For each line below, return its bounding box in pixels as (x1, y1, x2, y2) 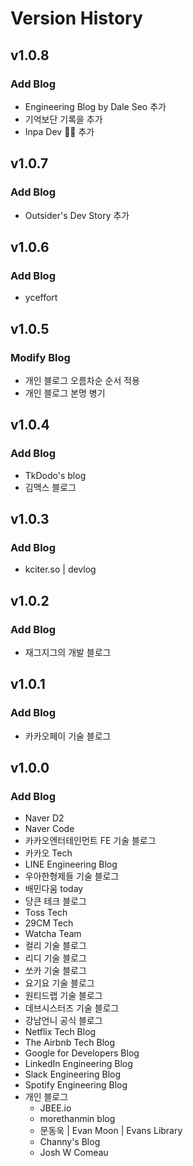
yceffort (24, 292, 58, 304)
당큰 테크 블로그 (24, 895, 87, 907)
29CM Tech (24, 917, 74, 929)
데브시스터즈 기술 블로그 (24, 1002, 120, 1014)
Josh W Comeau (39, 1147, 109, 1159)
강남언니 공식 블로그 (24, 1015, 103, 1027)
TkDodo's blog (24, 469, 87, 481)
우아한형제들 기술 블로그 (24, 870, 120, 882)
